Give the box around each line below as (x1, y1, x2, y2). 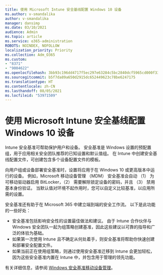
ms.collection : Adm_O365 (5, 52, 55, 57)
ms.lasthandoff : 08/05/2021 (5, 88, 62, 93)
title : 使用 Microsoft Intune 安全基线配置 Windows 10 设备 (5, 7, 122, 12)
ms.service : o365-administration (5, 39, 73, 44)
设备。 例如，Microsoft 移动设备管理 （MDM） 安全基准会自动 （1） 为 (13, 173, 154, 179)
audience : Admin (5, 30, 38, 34)
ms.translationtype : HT (5, 79, 53, 84)
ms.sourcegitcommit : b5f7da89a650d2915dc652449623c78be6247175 (5, 75, 136, 80)
